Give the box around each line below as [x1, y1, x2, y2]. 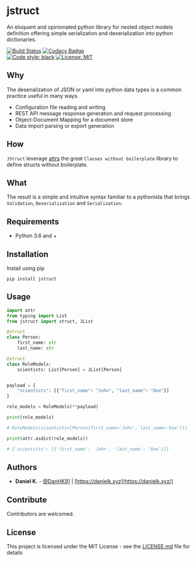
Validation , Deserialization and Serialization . [6, 200, 123, 207]
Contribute [6, 495, 47, 505]
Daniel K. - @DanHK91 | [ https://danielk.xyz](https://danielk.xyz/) [15, 478, 174, 485]
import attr [6, 307, 36, 313]
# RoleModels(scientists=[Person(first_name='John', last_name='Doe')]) [6, 425, 188, 431]
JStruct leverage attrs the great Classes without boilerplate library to [6, 155, 178, 162]
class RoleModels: [6, 361, 51, 367]
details [6, 549, 23, 556]
